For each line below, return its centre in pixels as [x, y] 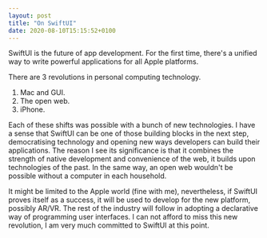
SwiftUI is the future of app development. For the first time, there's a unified [133, 54]
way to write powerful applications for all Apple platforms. [104, 61]
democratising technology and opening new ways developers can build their [134, 142]
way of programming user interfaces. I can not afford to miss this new [123, 217]
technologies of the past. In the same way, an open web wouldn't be [121, 168]
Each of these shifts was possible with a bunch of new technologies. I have [132, 125]
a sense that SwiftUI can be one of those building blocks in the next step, [129, 133]
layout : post [30, 16]
